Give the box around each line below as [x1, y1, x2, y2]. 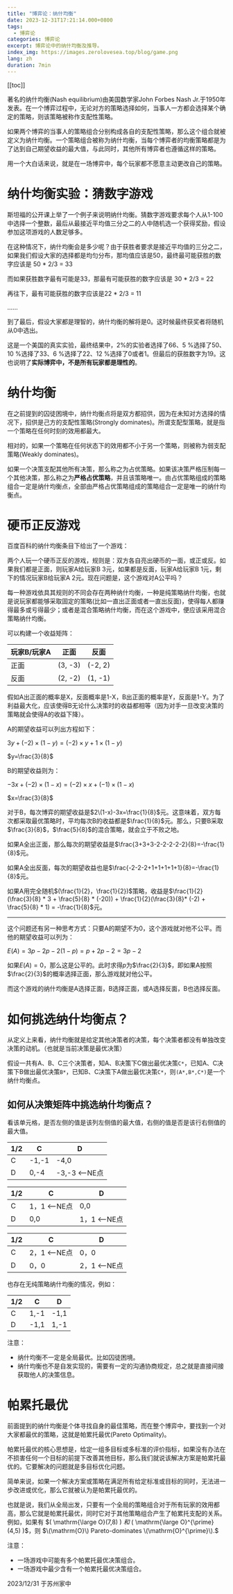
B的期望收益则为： [7, 767, 60, 775]
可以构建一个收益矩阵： [7, 629, 74, 638]
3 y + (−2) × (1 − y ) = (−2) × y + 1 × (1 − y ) [7, 739, 123, 747]
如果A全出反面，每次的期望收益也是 [7, 864, 109, 872]
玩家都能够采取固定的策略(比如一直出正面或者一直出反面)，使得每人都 [19, 597, 218, 605]
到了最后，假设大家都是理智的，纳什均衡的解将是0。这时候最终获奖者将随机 [7, 317, 224, 326]
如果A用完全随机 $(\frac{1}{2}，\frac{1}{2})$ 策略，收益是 [7, 887, 169, 895]
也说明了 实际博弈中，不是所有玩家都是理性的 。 [7, 358, 141, 366]
